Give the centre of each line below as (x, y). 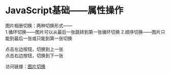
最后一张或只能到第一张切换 (43, 38)
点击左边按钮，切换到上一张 (34, 49)
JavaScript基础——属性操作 (64, 10)
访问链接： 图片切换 (25, 66)
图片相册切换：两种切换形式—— (39, 26)
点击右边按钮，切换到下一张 (34, 55)
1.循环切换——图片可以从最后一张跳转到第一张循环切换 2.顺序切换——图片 (83, 32)
